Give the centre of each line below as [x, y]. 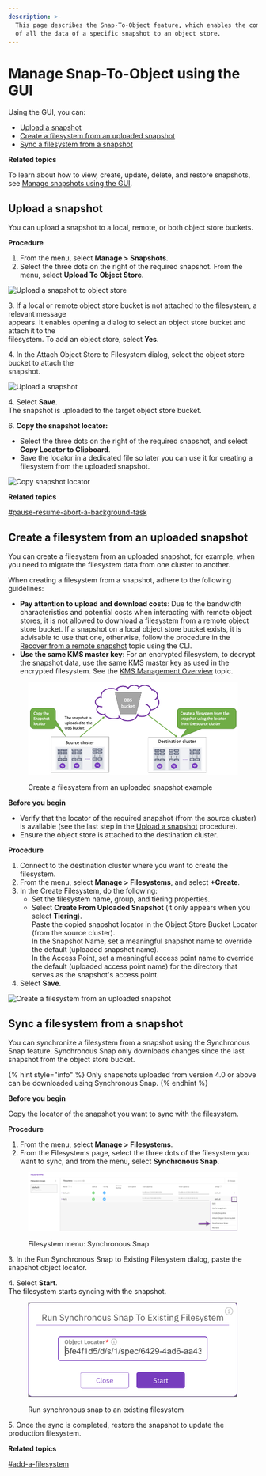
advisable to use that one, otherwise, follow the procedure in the [125, 637]
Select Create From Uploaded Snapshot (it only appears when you [141, 908]
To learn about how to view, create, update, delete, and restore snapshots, [129, 175]
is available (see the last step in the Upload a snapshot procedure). [129, 826]
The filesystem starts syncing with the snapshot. [87, 1291]
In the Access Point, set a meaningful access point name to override [143, 958]
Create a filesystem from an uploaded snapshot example [120, 787]
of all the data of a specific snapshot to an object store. [118, 33]
